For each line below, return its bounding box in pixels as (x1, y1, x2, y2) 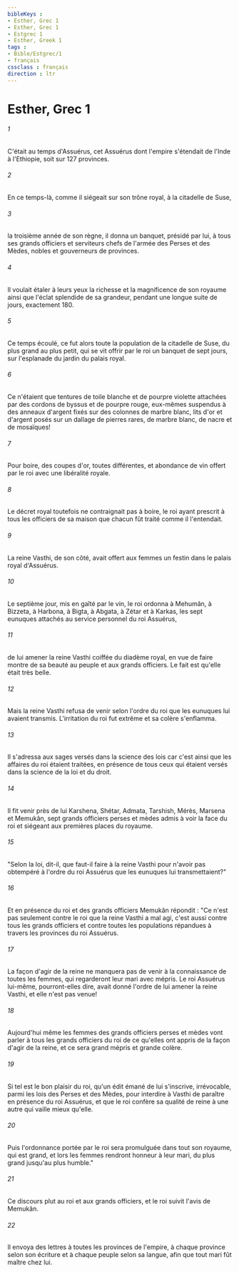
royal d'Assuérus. (7, 561, 59, 570)
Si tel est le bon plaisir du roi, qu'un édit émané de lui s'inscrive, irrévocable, (7, 1082, 232, 1091)
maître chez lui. (7, 1258, 53, 1267)
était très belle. (7, 668, 51, 677)
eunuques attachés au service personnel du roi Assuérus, (7, 615, 177, 623)
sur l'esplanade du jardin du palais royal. (7, 354, 126, 363)
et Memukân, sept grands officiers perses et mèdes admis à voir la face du (7, 814, 228, 822)
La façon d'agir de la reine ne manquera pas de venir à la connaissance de (7, 967, 227, 976)
